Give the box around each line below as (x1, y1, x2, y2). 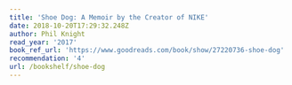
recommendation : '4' (9, 54, 86, 63)
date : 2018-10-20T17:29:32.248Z (9, 21, 129, 30)
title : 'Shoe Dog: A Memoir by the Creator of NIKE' (9, 12, 209, 22)
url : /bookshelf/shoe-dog (9, 63, 105, 72)
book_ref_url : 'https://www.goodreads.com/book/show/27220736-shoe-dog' (9, 46, 285, 55)
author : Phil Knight (9, 29, 86, 38)
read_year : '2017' (9, 37, 77, 47)
